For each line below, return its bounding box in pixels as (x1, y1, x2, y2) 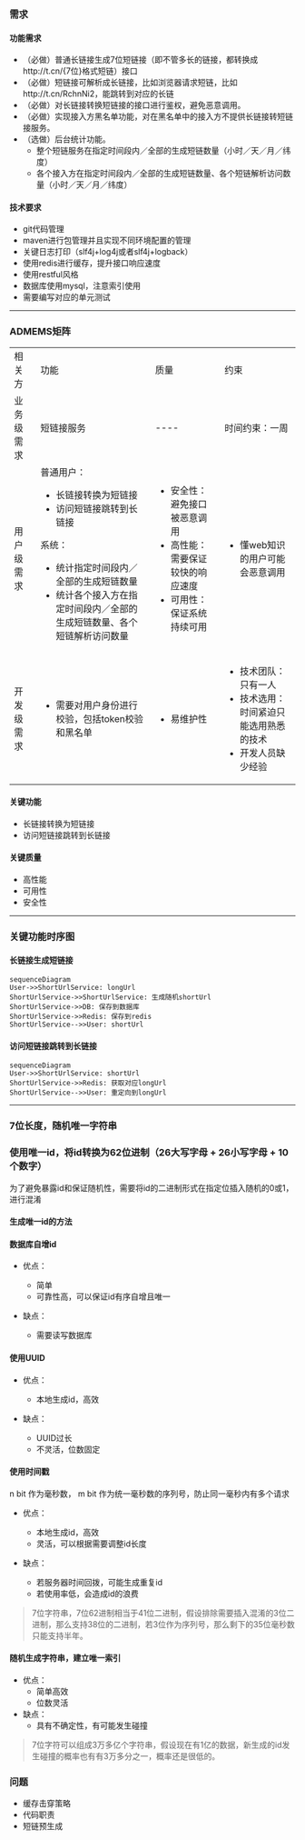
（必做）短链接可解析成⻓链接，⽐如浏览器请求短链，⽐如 (22, 77, 238, 88)
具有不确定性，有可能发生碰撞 (35, 1720, 148, 1731)
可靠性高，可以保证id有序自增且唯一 (35, 1291, 171, 1302)
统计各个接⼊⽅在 (55, 588, 129, 601)
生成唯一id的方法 (9, 1216, 73, 1227)
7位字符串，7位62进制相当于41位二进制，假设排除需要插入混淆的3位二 (31, 1607, 295, 1618)
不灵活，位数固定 (35, 1444, 101, 1455)
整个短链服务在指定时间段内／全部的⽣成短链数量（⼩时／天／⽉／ (35, 145, 283, 156)
